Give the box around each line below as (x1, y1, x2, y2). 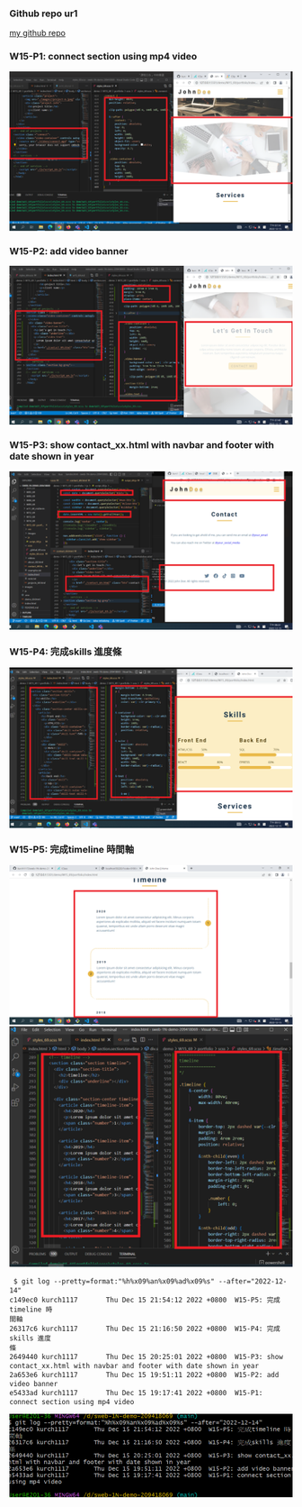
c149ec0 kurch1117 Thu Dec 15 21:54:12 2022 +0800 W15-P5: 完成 (9, 1295, 280, 1304)
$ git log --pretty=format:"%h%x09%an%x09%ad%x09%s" (13, 1276, 216, 1286)
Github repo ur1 (9, 7, 78, 20)
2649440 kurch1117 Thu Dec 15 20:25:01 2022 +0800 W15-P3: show (9, 1352, 283, 1361)
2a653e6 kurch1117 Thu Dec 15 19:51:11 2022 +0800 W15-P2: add (9, 1370, 280, 1379)
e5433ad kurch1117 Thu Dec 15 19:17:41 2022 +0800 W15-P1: (9, 1388, 263, 1397)
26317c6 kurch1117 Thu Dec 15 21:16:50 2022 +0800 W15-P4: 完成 (9, 1324, 280, 1333)
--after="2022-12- (218, 1276, 288, 1286)
